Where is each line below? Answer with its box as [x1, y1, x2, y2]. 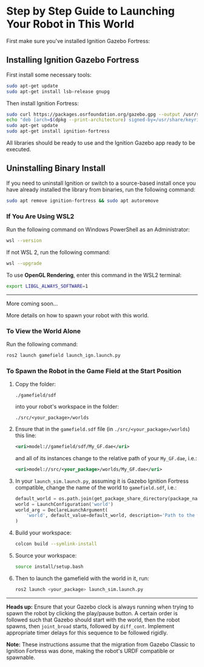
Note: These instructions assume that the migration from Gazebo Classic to [6, 640, 195, 648]
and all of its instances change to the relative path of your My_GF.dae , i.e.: [15, 454, 197, 461]
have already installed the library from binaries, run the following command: [6, 185, 195, 193]
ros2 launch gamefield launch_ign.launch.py [6, 352, 121, 358]
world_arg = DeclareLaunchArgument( [15, 506, 108, 513]
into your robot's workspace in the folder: [15, 403, 120, 410]
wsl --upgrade [6, 260, 42, 266]
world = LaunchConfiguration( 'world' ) [15, 501, 114, 507]
